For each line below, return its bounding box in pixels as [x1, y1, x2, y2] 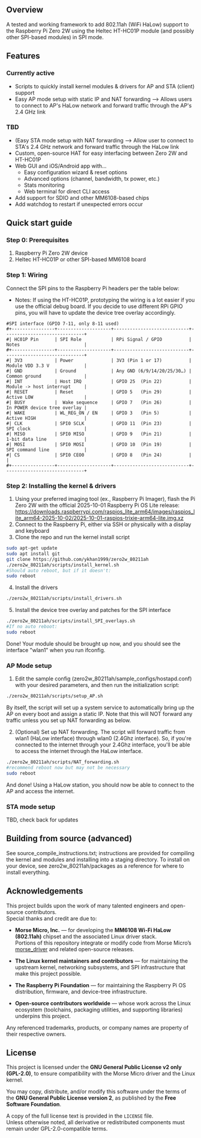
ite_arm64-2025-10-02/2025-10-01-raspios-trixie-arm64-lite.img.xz [14, 515, 184, 522]
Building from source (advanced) [6, 834, 133, 844]
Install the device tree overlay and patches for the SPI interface [14, 607, 171, 614]
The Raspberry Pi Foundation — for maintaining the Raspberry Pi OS [14, 981, 186, 988]
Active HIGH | [6, 415, 87, 421]
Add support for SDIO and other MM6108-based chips [14, 194, 149, 201]
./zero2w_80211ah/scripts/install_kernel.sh [6, 561, 119, 568]
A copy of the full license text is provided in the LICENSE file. [6, 1112, 154, 1119]
